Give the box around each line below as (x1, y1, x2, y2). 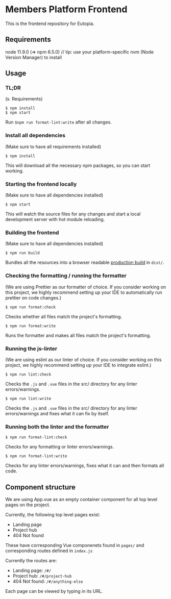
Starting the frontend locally (5, 180, 77, 187)
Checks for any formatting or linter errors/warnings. (5, 444, 114, 450)
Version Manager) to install (5, 54, 62, 60)
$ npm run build (5, 251, 40, 256)
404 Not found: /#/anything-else (12, 578, 83, 585)
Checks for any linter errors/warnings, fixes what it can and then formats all (5, 463, 164, 469)
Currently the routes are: (5, 558, 57, 564)
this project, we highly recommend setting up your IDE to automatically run (5, 289, 162, 295)
